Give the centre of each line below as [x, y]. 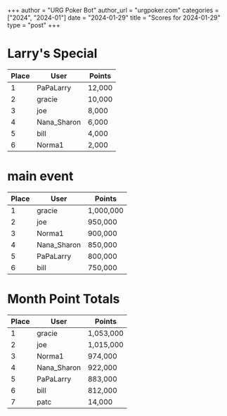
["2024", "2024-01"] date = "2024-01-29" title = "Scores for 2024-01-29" [114, 18]
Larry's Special [52, 54]
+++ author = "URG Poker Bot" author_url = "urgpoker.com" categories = [113, 10]
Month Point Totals [64, 299]
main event [40, 176]
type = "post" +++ [34, 25]
